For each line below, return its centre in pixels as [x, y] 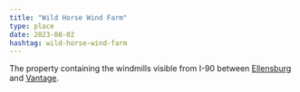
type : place [32, 26]
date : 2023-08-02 [42, 34]
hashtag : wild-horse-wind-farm [68, 43]
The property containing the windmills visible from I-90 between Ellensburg [150, 69]
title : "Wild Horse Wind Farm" [68, 18]
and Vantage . [34, 78]
